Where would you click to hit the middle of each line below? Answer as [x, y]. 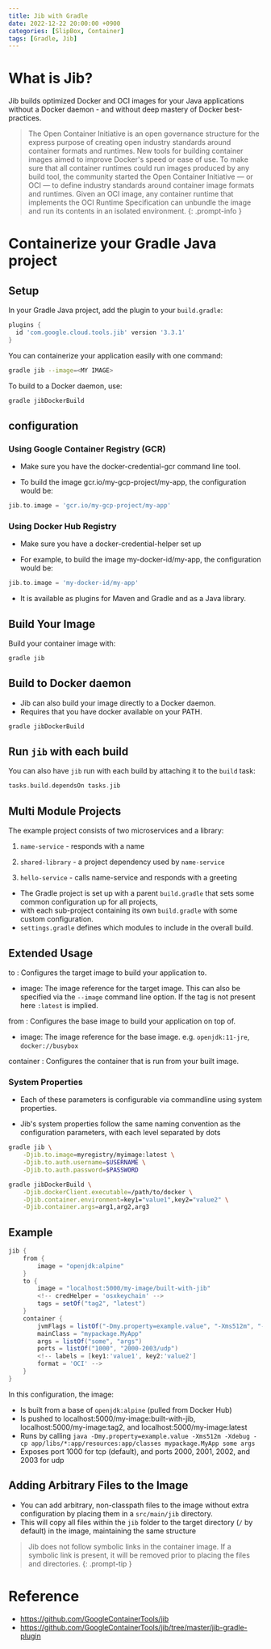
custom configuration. [57, 919]
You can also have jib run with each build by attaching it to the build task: [132, 771]
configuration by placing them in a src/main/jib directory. [116, 1513]
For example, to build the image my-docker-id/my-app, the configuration [140, 560]
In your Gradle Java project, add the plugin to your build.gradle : [116, 310]
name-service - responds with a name [82, 846]
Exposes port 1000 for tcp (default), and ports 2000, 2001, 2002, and [135, 1451]
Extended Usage [51, 953]
